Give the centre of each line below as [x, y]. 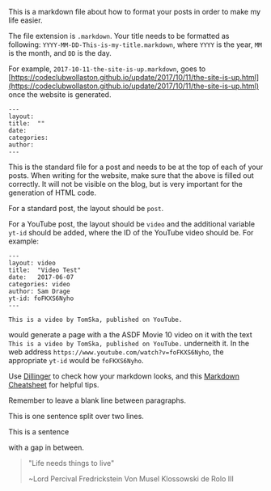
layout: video [32, 263]
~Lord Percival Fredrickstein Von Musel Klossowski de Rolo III [131, 479]
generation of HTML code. [53, 193]
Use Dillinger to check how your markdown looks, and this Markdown [124, 376]
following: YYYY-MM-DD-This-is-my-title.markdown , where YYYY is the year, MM [135, 44]
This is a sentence [39, 432]
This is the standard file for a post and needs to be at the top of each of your [136, 167]
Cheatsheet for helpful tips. [54, 385]
